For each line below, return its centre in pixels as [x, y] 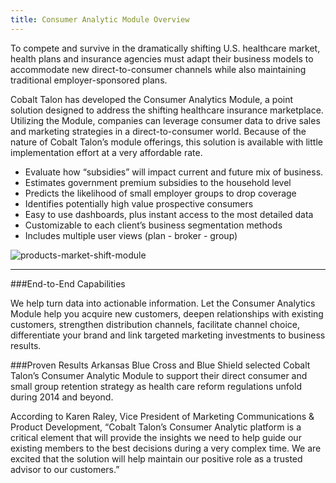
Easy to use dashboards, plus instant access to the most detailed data [169, 214]
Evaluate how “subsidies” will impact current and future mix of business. [174, 172]
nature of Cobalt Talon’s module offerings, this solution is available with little [166, 142]
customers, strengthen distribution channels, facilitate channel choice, [155, 324]
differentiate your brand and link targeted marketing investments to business [168, 335]
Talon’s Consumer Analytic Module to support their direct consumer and [159, 375]
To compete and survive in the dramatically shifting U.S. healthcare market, [165, 48]
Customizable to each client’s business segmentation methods [153, 225]
